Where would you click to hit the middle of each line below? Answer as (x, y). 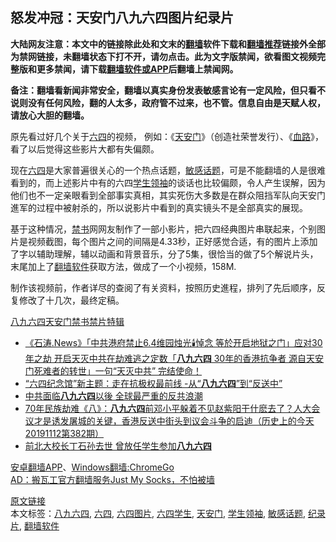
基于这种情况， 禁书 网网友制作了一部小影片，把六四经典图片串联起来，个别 (163, 229)
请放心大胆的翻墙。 (50, 115)
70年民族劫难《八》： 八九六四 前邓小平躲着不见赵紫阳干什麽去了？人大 (168, 408)
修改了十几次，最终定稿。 (71, 300)
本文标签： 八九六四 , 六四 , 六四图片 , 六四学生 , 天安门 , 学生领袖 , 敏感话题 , (158, 513)
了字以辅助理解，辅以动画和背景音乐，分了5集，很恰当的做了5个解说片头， (164, 254)
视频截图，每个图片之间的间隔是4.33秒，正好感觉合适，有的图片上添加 (172, 241)
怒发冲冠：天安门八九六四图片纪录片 (122, 18)
